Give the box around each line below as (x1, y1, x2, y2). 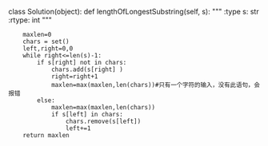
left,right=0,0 (22, 45, 74, 53)
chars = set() (22, 37, 70, 45)
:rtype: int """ (8, 15, 52, 25)
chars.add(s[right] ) (50, 65, 124, 73)
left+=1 (65, 124, 91, 132)
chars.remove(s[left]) (65, 117, 142, 125)
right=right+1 (50, 73, 98, 81)
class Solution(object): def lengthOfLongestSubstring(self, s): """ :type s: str (8, 7, 259, 16)
